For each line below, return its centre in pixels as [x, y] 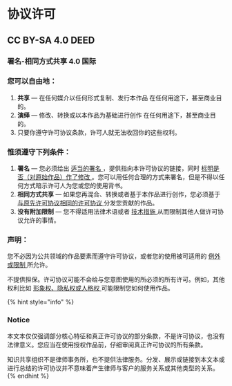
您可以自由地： [32, 82]
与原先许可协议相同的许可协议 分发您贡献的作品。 [88, 203]
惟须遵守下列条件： [39, 151]
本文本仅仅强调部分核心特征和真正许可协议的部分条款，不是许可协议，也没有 [116, 336]
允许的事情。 [41, 220]
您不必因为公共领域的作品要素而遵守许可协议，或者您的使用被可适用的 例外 [114, 256]
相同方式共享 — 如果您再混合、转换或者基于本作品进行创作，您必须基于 [119, 194]
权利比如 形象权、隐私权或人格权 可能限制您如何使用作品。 [90, 288]
